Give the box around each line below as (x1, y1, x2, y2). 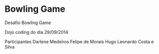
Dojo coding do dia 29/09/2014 (4, 29, 68, 35)
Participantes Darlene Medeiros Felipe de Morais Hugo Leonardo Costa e (4, 38, 154, 45)
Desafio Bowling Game (4, 20, 52, 26)
